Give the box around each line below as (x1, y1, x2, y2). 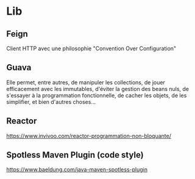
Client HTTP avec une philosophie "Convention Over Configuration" (6, 45, 177, 52)
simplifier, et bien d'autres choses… (6, 98, 96, 105)
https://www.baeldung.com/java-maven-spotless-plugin (6, 166, 148, 174)
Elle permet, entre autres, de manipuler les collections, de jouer (6, 78, 166, 86)
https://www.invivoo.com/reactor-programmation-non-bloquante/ (6, 132, 172, 139)
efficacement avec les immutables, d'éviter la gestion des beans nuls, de (6, 85, 190, 92)
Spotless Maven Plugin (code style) (6, 150, 144, 160)
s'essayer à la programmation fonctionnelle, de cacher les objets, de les (6, 92, 187, 99)
